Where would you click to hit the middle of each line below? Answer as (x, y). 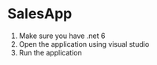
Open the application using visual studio (84, 44)
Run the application (50, 52)
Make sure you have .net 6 (62, 36)
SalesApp (40, 14)
